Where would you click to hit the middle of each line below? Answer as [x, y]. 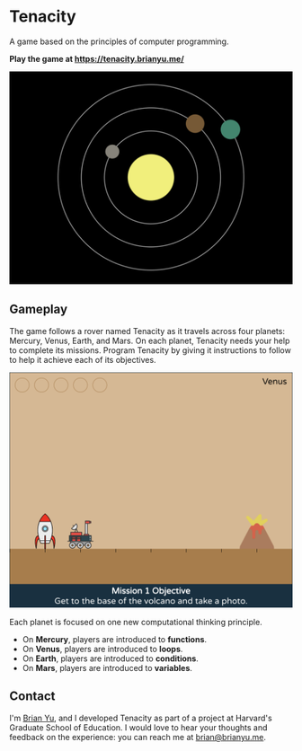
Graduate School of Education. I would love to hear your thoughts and [138, 727]
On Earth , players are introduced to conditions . [111, 658]
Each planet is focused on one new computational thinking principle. [136, 623]
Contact [32, 697]
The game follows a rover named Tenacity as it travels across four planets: [147, 331]
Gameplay [39, 309]
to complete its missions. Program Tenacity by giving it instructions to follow [151, 350]
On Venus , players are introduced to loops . [102, 649]
